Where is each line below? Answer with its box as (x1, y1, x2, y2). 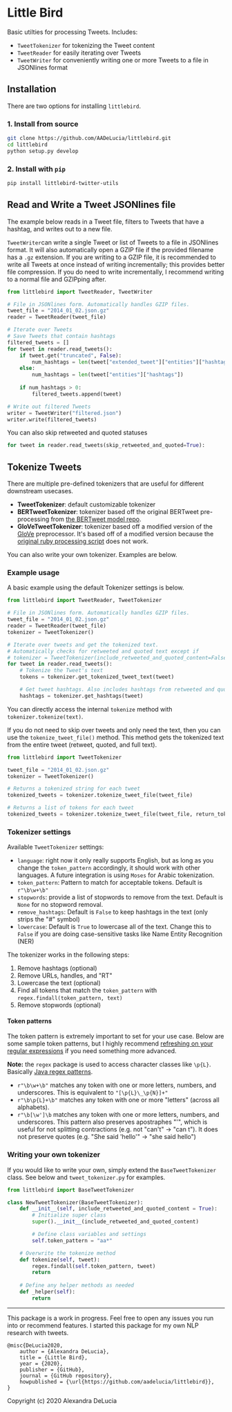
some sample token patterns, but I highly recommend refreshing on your (7, 1039, 213, 1048)
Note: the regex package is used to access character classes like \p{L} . (7, 1060, 211, 1068)
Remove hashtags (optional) (17, 964, 97, 973)
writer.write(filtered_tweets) (7, 416, 97, 423)
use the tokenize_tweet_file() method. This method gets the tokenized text (7, 733, 224, 741)
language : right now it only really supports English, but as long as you (17, 856, 214, 865)
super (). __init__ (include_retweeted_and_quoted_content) (32, 1218, 199, 1226)
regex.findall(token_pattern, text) (17, 995, 123, 1002)
